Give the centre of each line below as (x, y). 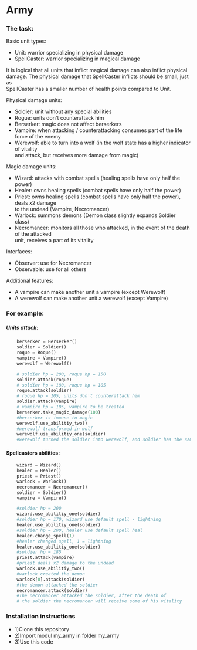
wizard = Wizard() (39, 465)
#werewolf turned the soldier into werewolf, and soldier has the (99, 440)
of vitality (26, 149)
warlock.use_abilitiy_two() (51, 569)
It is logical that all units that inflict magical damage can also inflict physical (97, 70)
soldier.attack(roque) (44, 380)
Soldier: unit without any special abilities (63, 111)
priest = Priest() (39, 476)
